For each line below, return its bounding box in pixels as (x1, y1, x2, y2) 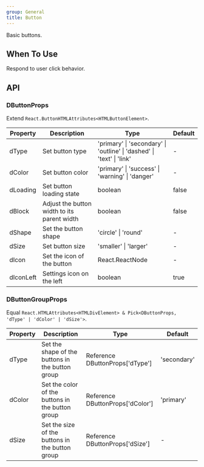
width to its (42, 207, 74, 215)
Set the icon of (42, 252, 84, 260)
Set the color (41, 381, 78, 389)
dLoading (9, 186, 36, 194)
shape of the (41, 348, 78, 356)
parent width (42, 215, 79, 223)
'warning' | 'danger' (97, 172, 154, 180)
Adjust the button (42, 199, 92, 207)
